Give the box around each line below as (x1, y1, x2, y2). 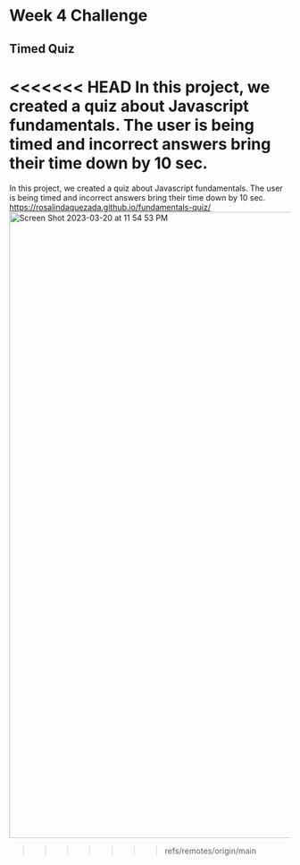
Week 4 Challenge (9, 5, 148, 26)
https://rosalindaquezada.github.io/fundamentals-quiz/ (9, 201, 212, 212)
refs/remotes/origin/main (164, 845, 257, 856)
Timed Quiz (9, 41, 75, 56)
